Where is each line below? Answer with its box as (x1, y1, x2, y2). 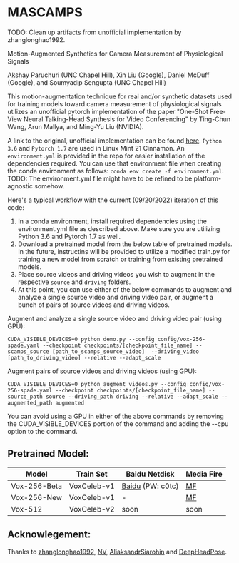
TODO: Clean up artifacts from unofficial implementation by (7, 28, 182, 36)
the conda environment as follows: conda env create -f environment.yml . (7, 166, 225, 175)
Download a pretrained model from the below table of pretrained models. (17, 240, 233, 248)
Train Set (76, 469, 108, 479)
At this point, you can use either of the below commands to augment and (17, 285, 232, 293)
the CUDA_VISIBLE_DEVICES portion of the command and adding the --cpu (7, 419, 229, 428)
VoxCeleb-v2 (68, 504, 116, 514)
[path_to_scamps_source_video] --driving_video (52, 348, 200, 355)
